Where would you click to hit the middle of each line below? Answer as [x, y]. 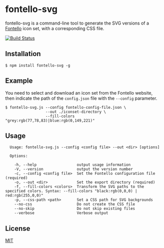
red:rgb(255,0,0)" [24, 196]
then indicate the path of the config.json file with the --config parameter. [81, 98]
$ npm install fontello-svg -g [38, 65]
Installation [23, 54]
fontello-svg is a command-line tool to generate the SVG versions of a [77, 23]
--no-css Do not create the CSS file [75, 204]
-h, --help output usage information [72, 165]
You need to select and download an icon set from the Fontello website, [79, 93]
